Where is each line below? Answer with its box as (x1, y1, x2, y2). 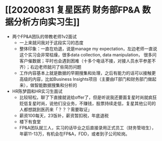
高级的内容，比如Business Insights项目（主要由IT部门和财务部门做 (19, 76, 152, 82)
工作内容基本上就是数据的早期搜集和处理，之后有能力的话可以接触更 (19, 70, 156, 76)
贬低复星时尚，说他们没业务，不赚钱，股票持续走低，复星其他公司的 (19, 100, 156, 106)
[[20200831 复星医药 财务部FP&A (5, 4, 141, 16)
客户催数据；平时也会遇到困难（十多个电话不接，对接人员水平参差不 (19, 58, 156, 64)
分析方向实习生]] (14, 17, 80, 28)
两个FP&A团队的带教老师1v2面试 (12, 34, 77, 39)
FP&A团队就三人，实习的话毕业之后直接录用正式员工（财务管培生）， (19, 124, 157, 130)
